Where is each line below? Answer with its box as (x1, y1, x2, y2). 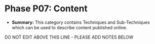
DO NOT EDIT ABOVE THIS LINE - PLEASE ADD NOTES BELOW (4, 34, 134, 40)
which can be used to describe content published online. (11, 24, 128, 30)
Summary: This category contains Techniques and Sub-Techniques (11, 19, 150, 25)
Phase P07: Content (4, 3, 88, 14)
